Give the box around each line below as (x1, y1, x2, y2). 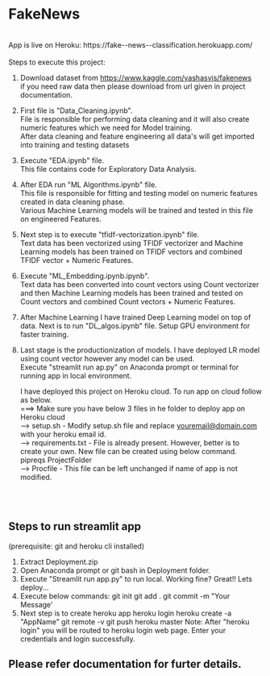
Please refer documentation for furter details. (8, 657, 242, 671)
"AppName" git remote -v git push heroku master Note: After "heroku (19, 616, 250, 626)
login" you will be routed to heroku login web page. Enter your (19, 625, 226, 635)
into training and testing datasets (19, 140, 130, 149)
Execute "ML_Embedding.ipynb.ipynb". (19, 271, 150, 281)
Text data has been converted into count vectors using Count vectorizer (19, 279, 260, 289)
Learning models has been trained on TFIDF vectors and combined (19, 247, 243, 257)
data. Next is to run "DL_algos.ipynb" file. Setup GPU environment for (19, 320, 251, 331)
